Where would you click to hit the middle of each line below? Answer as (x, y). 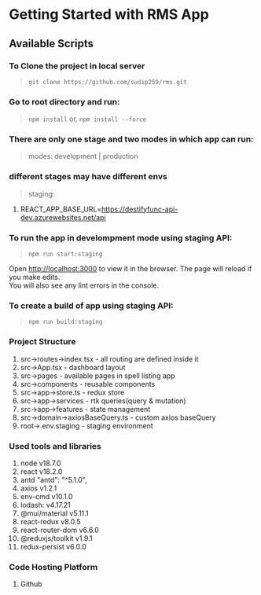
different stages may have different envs (88, 177)
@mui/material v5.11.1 (54, 513)
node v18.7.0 (40, 463)
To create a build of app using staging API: (91, 306)
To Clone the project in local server (77, 66)
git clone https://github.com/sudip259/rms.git (107, 82)
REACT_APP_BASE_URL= (61, 209)
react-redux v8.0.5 (50, 521)
